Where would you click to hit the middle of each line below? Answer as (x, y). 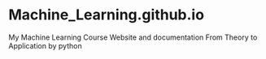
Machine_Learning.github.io (107, 15)
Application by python (46, 45)
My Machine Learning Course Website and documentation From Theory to (133, 37)
